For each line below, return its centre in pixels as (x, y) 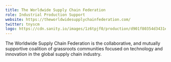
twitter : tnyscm (22, 24)
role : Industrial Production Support (45, 15)
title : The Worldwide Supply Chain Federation (55, 10)
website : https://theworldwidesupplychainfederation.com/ (68, 19)
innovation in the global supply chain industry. (53, 54)
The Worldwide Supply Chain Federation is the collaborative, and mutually (83, 43)
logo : (11, 29)
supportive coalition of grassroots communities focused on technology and (84, 49)
